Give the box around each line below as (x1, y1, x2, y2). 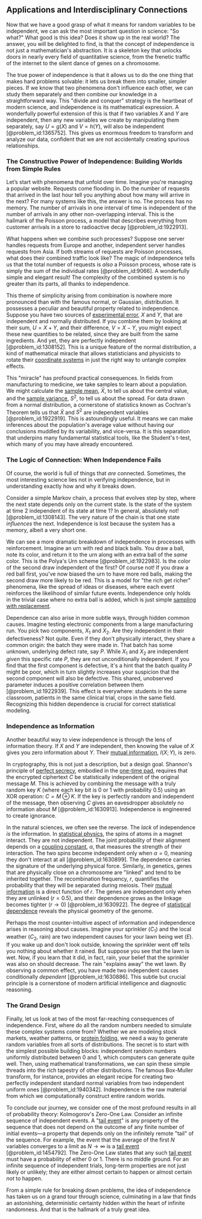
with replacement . (6, 602, 51, 609)
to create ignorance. (6, 812, 57, 819)
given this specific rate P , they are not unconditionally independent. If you (6, 655, 190, 663)
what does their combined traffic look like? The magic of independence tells (6, 254, 195, 262)
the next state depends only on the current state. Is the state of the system (6, 501, 192, 508)
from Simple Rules (6, 165, 62, 173)
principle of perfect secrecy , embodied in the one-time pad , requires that (6, 767, 188, 774)
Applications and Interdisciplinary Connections (6, 5, 188, 15)
